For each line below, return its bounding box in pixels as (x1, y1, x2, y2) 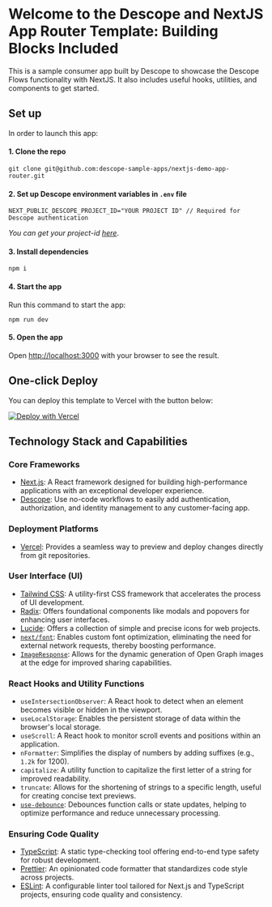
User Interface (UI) (8, 570, 83, 581)
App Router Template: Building (8, 22, 219, 40)
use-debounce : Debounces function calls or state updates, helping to (19, 799, 247, 810)
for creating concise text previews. (19, 791, 136, 801)
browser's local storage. (19, 722, 101, 732)
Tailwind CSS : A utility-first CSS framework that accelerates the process (19, 589, 261, 598)
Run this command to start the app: (8, 300, 126, 309)
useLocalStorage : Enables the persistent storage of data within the (19, 713, 241, 723)
